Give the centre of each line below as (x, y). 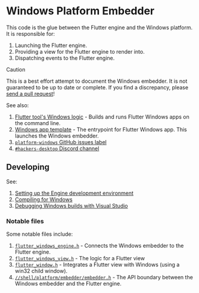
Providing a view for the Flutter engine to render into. (80, 51)
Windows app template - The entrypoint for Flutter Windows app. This (101, 129)
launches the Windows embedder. (57, 136)
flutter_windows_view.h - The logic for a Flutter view (80, 258)
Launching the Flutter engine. (51, 45)
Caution (16, 69)
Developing (28, 167)
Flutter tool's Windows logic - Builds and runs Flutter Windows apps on (102, 117)
